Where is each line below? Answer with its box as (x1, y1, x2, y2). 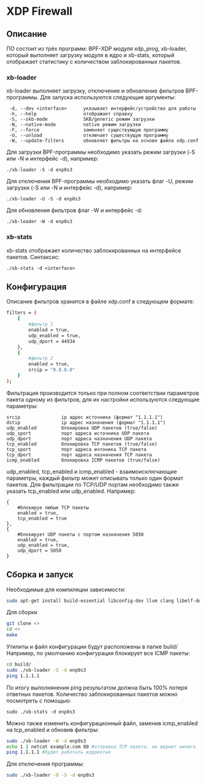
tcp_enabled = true (17, 515, 67, 522)
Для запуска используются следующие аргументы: (39, 94, 176, 101)
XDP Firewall (6, 4, 72, 18)
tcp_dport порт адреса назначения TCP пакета (6, 452, 152, 458)
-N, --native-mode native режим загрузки (9, 121, 141, 128)
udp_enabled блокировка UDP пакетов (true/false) (6, 425, 158, 431)
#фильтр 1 (28, 321, 53, 327)
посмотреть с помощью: (6, 697, 72, 704)
